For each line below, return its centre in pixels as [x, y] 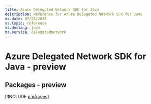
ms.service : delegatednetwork [36, 32]
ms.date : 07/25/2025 [26, 19]
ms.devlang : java [23, 28]
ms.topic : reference [26, 23]
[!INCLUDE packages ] [27, 96]
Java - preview [36, 67]
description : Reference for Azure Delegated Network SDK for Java [74, 14]
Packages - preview [36, 85]
